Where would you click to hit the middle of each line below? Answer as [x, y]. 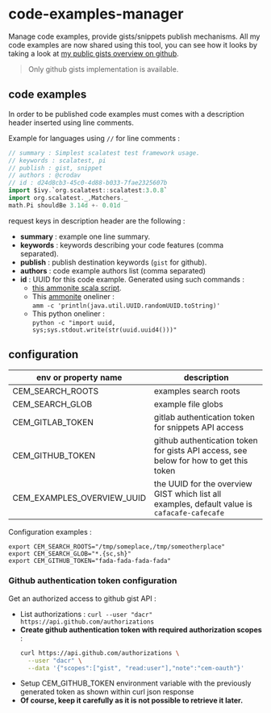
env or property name [79, 377]
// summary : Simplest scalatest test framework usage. [104, 153]
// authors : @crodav [45, 175]
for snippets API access [199, 427]
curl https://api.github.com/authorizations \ [100, 653]
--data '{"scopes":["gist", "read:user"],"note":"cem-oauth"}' [136, 668]
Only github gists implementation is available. [103, 69]
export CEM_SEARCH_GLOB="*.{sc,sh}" [70, 553]
